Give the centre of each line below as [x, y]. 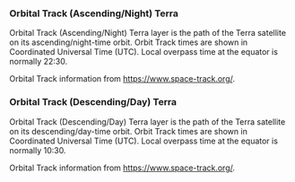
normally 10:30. [38, 150]
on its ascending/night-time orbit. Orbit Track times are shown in [129, 42]
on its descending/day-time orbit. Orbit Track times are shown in [129, 131]
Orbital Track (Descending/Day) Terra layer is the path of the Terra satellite [147, 121]
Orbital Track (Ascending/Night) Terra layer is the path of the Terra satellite [148, 33]
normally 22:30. [39, 62]
